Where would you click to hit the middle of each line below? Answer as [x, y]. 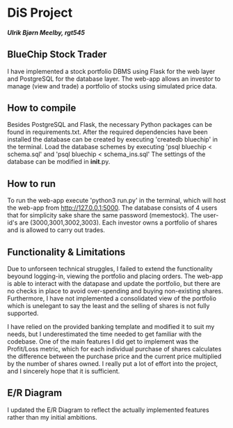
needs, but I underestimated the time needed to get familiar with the [104, 334]
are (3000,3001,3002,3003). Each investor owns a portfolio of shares [118, 223]
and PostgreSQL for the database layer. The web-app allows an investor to [114, 79]
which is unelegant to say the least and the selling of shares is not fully [109, 306]
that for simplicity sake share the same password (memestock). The [104, 215]
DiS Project [40, 13]
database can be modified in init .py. [59, 162]
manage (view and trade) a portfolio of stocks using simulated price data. [112, 86]
